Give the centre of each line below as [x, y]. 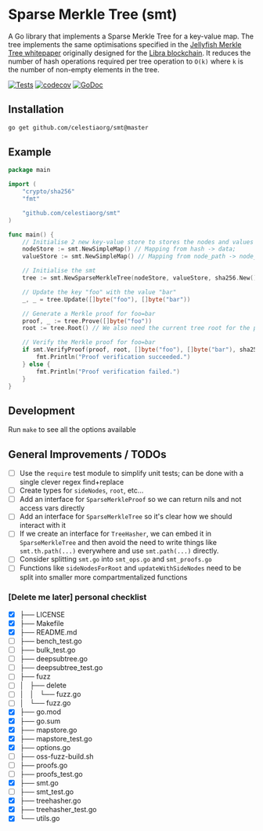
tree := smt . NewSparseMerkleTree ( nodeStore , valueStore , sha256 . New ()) [141, 278]
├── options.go [45, 747]
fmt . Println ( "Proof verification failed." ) [108, 372]
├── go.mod [40, 712]
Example [30, 152]
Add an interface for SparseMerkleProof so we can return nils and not [130, 500]
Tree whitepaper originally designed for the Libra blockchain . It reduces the [130, 53]
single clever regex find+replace [72, 482]
